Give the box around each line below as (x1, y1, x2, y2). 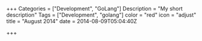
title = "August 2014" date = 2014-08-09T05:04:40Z (6, 18, 138, 24)
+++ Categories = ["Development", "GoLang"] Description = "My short (6, 5, 183, 12)
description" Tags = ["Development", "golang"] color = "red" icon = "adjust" (6, 11, 197, 18)
